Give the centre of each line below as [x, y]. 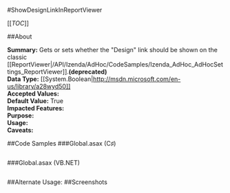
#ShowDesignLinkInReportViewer [55, 10]
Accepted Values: [33, 93]
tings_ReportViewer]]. [38, 72]
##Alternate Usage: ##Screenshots [57, 182]
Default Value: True [35, 101]
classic [17, 57]
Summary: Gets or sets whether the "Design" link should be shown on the [113, 50]
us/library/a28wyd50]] [39, 86]
